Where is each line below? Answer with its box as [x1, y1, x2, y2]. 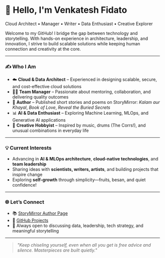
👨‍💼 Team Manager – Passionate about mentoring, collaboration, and [12, 89, 151, 95]
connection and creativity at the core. [5, 46, 81, 52]
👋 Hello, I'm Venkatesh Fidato [5, 4, 127, 16]
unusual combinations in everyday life [12, 128, 89, 133]
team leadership [12, 161, 47, 167]
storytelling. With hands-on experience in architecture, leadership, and [5, 35, 148, 41]
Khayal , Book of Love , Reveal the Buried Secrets [12, 104, 110, 110]
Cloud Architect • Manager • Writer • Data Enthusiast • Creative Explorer [5, 21, 153, 27]
